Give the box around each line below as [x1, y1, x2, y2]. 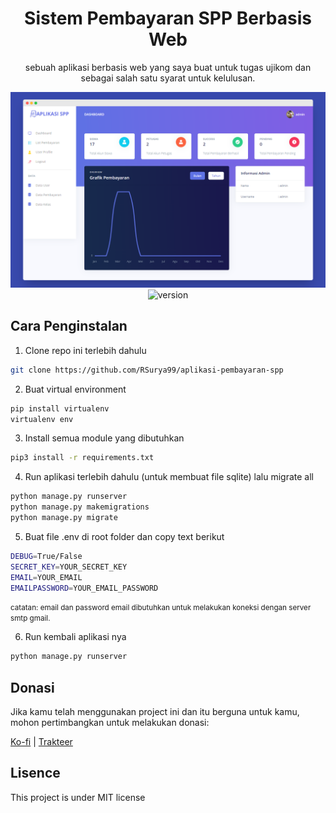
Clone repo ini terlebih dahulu [24, 344, 147, 356]
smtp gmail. [10, 613, 51, 624]
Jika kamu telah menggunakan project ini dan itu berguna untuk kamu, [10, 706, 300, 718]
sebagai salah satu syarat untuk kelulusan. [80, 72, 256, 84]
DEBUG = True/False [10, 551, 83, 561]
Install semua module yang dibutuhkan [24, 432, 185, 444]
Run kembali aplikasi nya [24, 631, 127, 643]
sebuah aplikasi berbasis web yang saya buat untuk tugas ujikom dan [24, 61, 312, 73]
